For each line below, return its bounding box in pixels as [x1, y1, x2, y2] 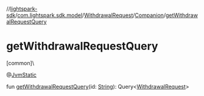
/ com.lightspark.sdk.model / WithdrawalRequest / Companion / [15, 12, 166, 19]
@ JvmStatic [6, 71, 37, 78]
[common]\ [6, 59, 35, 66]
